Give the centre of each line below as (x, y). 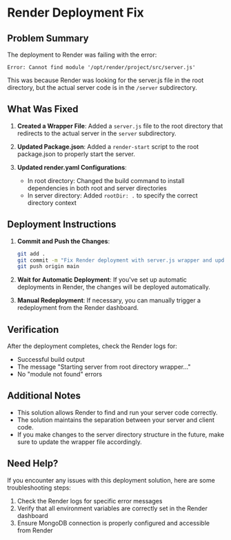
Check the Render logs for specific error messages (90, 501)
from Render (35, 530)
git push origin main (48, 267)
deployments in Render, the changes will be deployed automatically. (113, 287)
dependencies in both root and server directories (97, 188)
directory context (52, 202)
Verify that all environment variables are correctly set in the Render (112, 508)
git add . (31, 253)
